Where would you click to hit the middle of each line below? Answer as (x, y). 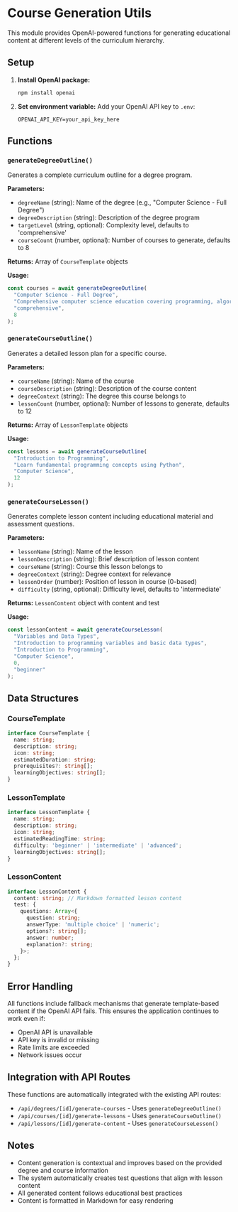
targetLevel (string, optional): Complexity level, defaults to (103, 225)
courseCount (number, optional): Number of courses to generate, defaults (124, 240)
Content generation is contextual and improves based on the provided (120, 1162)
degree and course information (63, 1170)
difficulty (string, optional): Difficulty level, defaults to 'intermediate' (119, 589)
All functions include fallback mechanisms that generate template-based (113, 1003)
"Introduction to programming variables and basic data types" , (110, 643)
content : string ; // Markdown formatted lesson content (98, 898)
